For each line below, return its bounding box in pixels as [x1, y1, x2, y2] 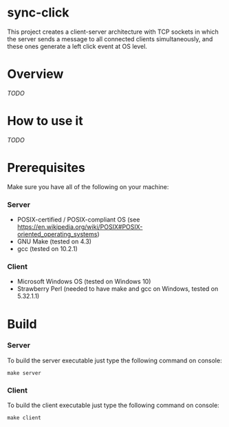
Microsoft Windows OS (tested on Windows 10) [17, 277, 151, 286]
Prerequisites [7, 160, 86, 175]
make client [7, 415, 41, 421]
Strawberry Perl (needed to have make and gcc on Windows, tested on [17, 285, 219, 293]
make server [7, 369, 41, 376]
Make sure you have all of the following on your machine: [7, 182, 169, 190]
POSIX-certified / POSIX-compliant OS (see [17, 215, 140, 224]
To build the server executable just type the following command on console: [7, 356, 222, 364]
